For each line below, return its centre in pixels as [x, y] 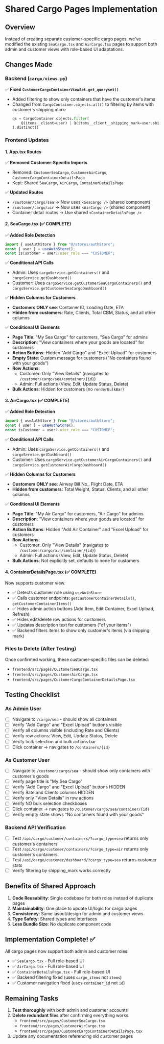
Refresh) [21, 614]
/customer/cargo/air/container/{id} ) [58, 550]
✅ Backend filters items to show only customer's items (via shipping [81, 631]
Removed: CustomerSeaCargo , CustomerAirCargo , [60, 172]
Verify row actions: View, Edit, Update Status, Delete [65, 736]
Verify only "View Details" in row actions [53, 798]
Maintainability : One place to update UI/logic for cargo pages [75, 908]
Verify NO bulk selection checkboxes [49, 803]
